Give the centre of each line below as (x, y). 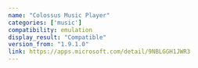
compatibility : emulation (50, 30)
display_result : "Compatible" (58, 37)
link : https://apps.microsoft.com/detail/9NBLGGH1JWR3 (99, 52)
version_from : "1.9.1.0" (49, 45)
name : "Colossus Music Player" (59, 15)
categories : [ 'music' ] (45, 23)
